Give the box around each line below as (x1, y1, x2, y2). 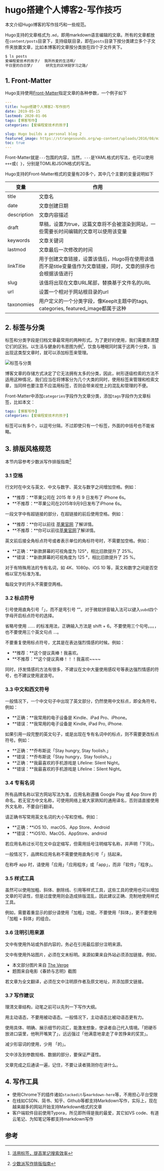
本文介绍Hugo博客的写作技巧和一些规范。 (5, 22, 89, 27)
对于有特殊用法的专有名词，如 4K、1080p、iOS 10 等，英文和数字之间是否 (5, 565, 154, 571)
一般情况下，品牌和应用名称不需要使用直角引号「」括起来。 (5, 851, 125, 857)
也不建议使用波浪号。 (13, 672, 57, 678)
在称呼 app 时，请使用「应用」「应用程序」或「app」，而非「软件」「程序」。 (5, 862, 155, 867)
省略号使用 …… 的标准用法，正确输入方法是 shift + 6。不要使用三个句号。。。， (5, 623, 159, 629)
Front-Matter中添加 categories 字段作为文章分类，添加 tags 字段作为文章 (5, 393, 147, 399)
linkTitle (7, 262, 25, 269)
